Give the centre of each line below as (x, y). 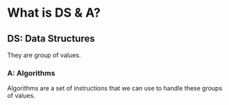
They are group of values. (44, 55)
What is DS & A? (54, 13)
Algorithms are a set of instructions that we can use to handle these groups (115, 88)
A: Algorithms (31, 73)
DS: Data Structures (51, 39)
